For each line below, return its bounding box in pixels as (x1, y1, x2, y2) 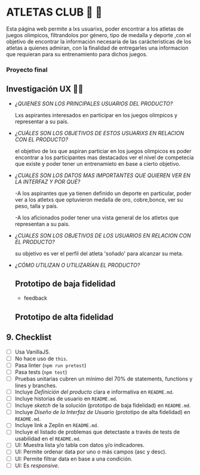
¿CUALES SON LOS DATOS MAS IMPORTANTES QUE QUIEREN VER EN (14, 172, 191, 179)
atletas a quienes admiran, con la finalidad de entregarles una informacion (6, 44, 189, 51)
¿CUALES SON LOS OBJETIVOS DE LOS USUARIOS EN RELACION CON (14, 232, 191, 239)
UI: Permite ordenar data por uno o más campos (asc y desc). (14, 448, 167, 455)
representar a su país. (14, 118, 69, 125)
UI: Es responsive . (14, 462, 60, 469)
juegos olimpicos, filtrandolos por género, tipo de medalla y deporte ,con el (6, 31, 191, 38)
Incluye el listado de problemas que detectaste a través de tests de (14, 428, 180, 436)
